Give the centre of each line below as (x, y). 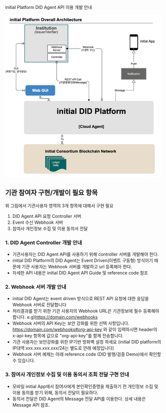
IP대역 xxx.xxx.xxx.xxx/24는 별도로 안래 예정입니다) (63, 348)
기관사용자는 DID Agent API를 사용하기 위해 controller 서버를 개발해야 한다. (85, 255)
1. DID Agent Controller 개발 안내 (44, 243)
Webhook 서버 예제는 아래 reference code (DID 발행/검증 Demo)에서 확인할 (86, 354)
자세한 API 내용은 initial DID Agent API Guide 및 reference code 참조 (80, 273)
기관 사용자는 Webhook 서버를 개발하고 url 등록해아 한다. (77, 267)
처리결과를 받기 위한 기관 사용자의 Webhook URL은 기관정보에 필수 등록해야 (86, 311)
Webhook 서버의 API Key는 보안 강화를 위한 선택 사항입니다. (71, 323)
